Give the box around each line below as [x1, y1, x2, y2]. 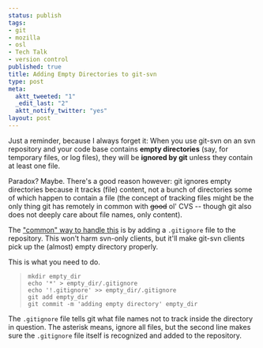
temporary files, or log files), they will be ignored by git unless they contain [8, 152, 254, 162]
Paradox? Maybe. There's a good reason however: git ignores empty [8, 176, 231, 185]
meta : [8, 84, 26, 93]
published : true [8, 63, 62, 71]
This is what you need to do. [8, 257, 100, 267]
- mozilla [8, 33, 41, 42]
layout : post [8, 114, 51, 122]
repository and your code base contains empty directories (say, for [8, 144, 229, 154]
